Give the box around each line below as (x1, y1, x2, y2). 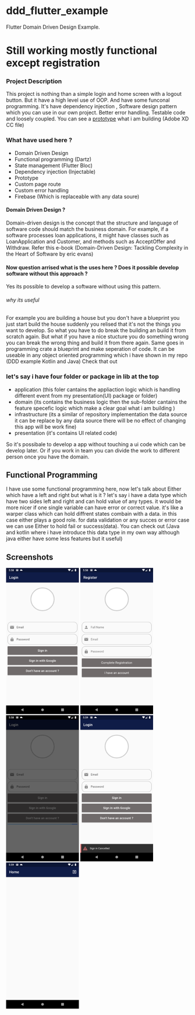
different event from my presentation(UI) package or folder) (14, 392, 158, 399)
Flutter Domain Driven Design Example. (6, 23, 100, 30)
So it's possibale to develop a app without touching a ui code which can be (6, 440, 186, 448)
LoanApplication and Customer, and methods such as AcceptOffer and (6, 238, 176, 245)
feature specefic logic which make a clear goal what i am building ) (14, 405, 176, 412)
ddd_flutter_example (6, 4, 109, 18)
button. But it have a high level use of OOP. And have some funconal (6, 96, 170, 103)
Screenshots (6, 552, 54, 562)
